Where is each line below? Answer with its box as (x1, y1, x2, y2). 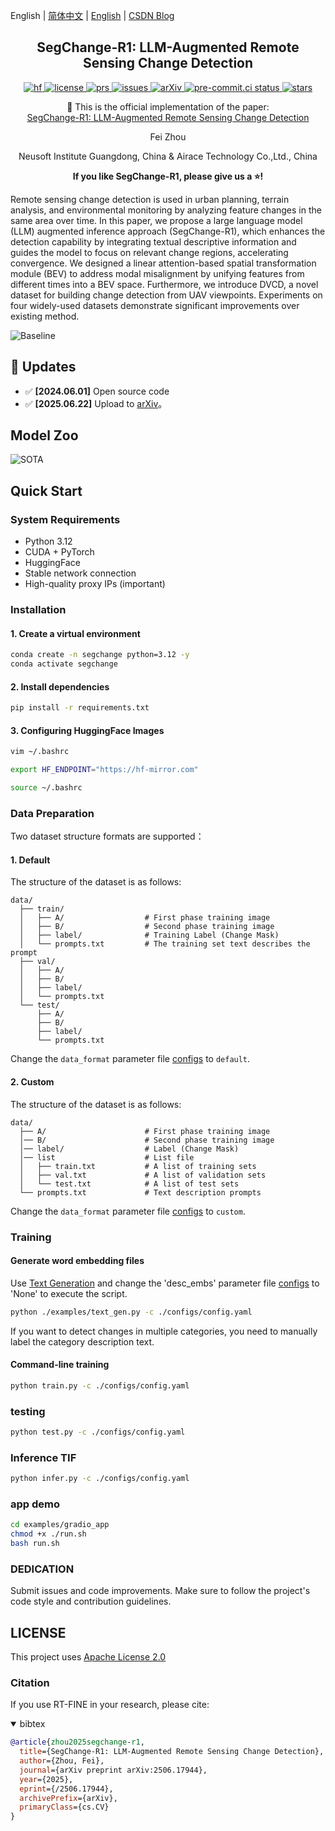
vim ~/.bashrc (10, 747, 70, 757)
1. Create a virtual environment (10, 627, 141, 639)
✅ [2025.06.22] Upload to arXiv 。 (24, 397, 168, 409)
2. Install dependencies (10, 680, 110, 693)
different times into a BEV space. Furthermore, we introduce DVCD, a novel (10, 278, 319, 290)
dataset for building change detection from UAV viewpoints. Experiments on (10, 289, 323, 301)
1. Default (10, 854, 51, 866)
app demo (10, 1497, 61, 1511)
